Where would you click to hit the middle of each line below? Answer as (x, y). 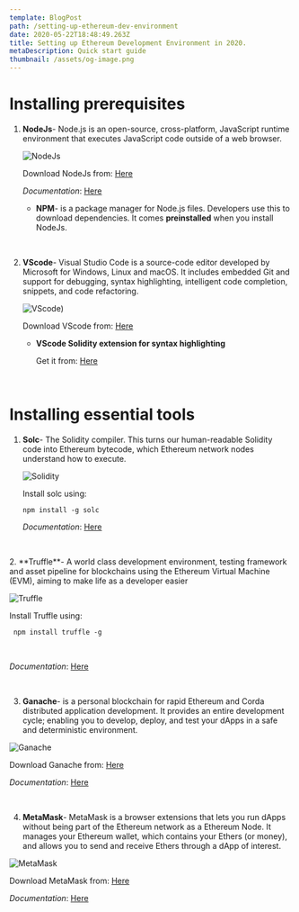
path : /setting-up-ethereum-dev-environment (94, 26)
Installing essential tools (102, 415)
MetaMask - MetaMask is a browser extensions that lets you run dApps (154, 817)
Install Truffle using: (46, 615)
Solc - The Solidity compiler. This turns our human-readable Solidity (147, 439)
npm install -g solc (61, 510)
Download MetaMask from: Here (70, 880)
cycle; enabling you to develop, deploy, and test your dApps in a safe (150, 720)
